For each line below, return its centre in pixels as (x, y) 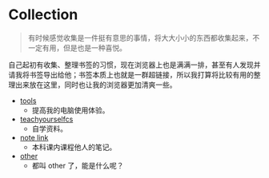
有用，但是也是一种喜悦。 (84, 47)
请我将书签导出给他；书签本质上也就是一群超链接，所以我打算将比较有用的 (131, 74)
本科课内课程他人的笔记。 (74, 147)
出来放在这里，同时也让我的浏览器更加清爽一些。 (96, 85)
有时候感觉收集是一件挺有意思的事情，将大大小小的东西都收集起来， (140, 38)
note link (34, 137)
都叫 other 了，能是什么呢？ (78, 165)
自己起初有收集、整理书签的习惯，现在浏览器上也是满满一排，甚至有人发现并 (134, 65)
